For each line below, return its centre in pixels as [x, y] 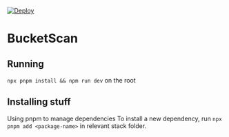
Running [26, 64]
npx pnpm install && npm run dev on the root [71, 80]
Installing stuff [39, 102]
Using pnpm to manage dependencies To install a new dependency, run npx [114, 118]
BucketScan [42, 39]
